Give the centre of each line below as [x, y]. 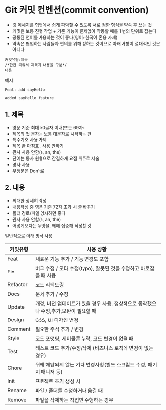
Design [16, 319]
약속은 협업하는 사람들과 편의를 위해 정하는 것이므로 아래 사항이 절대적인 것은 [86, 43]
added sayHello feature [30, 98]
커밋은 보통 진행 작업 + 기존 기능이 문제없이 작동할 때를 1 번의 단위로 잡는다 [84, 31]
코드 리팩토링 [50, 285]
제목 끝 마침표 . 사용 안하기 [38, 146]
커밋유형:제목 [17, 60]
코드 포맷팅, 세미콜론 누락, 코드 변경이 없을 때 [84, 338]
